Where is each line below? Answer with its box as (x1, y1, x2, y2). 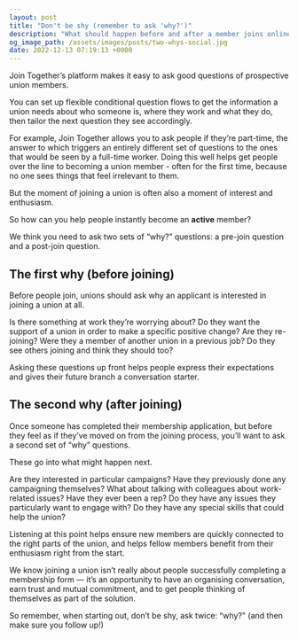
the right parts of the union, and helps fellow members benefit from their (9, 538, 274, 549)
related (9, 493, 35, 503)
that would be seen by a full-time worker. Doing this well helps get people (9, 152, 278, 162)
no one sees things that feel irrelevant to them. (9, 170, 180, 182)
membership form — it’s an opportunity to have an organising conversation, (9, 573, 286, 585)
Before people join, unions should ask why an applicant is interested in (9, 290, 267, 300)
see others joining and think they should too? (9, 345, 174, 355)
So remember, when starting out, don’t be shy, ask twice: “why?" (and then (9, 610, 284, 620)
